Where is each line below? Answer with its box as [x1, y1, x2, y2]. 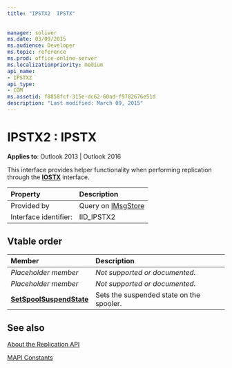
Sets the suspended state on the [95, 290, 201, 300]
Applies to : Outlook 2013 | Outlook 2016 [7, 152, 122, 161]
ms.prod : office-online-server [7, 55, 97, 62]
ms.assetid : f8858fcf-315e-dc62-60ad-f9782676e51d [7, 94, 156, 101]
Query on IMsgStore [79, 201, 145, 210]
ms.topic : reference [7, 49, 67, 56]
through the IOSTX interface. [7, 173, 90, 181]
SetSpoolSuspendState [10, 294, 89, 304]
